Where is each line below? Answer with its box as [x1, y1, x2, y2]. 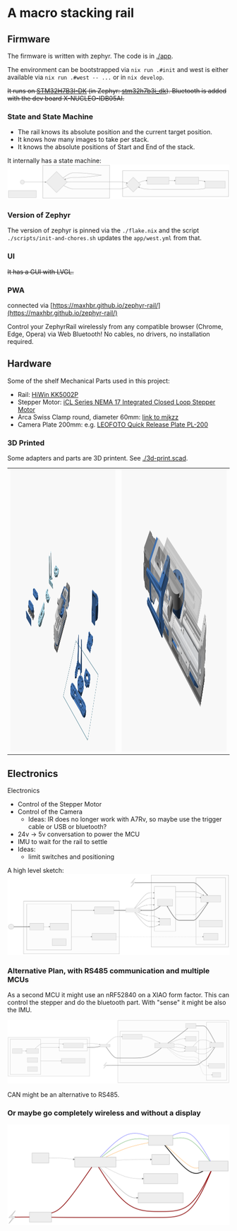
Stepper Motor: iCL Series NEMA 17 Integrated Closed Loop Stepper [17, 398, 216, 406]
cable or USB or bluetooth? [28, 823, 107, 831]
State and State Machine [7, 112, 94, 121]
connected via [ [7, 301, 53, 309]
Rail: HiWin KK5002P [17, 390, 79, 398]
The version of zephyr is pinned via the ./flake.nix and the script [7, 226, 200, 234]
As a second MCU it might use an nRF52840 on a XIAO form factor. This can [7, 991, 230, 999]
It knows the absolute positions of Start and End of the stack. [17, 143, 195, 151]
